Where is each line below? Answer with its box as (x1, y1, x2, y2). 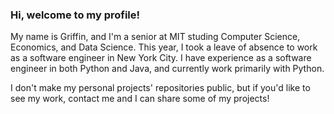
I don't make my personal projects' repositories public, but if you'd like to (10, 82, 311, 94)
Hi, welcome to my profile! (10, 8, 141, 22)
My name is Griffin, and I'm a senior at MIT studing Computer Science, (10, 31, 301, 43)
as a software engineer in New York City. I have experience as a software (10, 52, 312, 64)
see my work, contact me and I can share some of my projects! (10, 93, 270, 105)
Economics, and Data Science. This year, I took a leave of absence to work (10, 41, 318, 53)
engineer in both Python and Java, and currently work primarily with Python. (10, 63, 325, 75)
